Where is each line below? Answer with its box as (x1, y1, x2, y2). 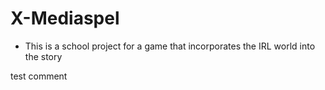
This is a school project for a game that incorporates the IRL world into (24, 40, 316, 52)
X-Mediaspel (10, 7, 120, 30)
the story (24, 50, 63, 62)
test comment (10, 70, 68, 82)
